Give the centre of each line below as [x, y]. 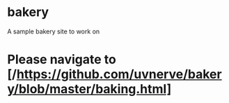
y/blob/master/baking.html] [89, 89]
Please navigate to [62, 60]
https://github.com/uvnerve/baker [119, 74]
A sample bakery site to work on [54, 31]
